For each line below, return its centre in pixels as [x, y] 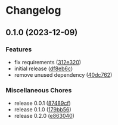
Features [19, 49]
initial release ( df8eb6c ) [43, 68]
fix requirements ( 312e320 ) [48, 62]
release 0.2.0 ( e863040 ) [44, 116]
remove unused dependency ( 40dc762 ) [63, 74]
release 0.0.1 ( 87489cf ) [42, 103]
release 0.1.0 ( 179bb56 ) [43, 110]
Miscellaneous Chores [39, 90]
